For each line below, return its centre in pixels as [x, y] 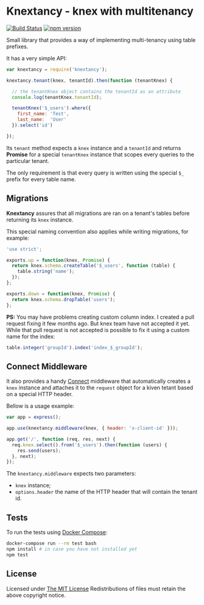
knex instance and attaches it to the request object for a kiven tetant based [100, 388]
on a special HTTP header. [40, 394]
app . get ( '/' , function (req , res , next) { [61, 439]
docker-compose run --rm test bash [51, 544]
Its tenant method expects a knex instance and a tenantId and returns [94, 148]
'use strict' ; [24, 249]
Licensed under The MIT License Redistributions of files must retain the [96, 589]
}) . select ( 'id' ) [32, 125]
